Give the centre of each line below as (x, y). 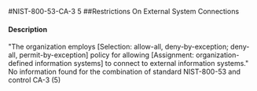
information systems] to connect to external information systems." (142, 64)
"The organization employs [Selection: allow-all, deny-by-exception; (119, 47)
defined (21, 64)
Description (28, 29)
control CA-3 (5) (35, 80)
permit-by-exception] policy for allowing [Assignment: (107, 55)
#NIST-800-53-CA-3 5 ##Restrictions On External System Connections (124, 11)
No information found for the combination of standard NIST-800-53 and (125, 72)
